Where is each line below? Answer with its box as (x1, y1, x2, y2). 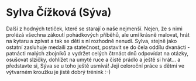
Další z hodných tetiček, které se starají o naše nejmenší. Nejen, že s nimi (6, 25, 183, 32)
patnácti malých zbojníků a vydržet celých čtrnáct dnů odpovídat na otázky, (6, 50, 189, 57)
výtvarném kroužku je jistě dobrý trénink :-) (6, 68, 111, 75)
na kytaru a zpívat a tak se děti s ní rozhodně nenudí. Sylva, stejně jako (6, 37, 177, 44)
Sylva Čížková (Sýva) (6, 6, 112, 19)
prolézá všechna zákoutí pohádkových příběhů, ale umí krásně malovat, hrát (6, 31, 190, 38)
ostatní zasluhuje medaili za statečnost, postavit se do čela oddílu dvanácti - (6, 44, 190, 51)
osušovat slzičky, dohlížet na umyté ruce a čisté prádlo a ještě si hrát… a (6, 56, 181, 63)
